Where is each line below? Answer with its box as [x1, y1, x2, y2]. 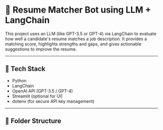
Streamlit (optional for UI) [12, 93, 63, 99]
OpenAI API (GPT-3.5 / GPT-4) [12, 88, 73, 94]
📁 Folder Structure [5, 117, 62, 125]
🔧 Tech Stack [5, 65, 46, 73]
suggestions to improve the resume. [5, 46, 77, 52]
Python [12, 78, 27, 83]
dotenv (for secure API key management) [12, 98, 95, 104]
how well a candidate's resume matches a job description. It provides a [5, 36, 147, 42]
